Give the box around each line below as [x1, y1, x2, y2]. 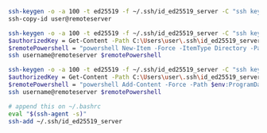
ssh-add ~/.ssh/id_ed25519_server [8, 117, 123, 125]
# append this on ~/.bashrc [8, 102, 102, 111]
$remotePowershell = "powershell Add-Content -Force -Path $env [8, 80, 226, 88]
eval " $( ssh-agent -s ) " [8, 110, 87, 118]
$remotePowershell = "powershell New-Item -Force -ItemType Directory [8, 44, 247, 52]
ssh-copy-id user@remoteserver [8, 14, 112, 23]
